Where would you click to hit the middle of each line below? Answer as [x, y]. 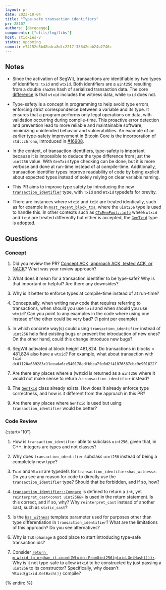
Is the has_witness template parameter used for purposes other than [82, 517]
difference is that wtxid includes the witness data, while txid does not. [84, 94]
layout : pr [16, 10]
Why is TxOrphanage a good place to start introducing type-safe [77, 537]
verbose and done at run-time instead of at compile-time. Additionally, [84, 167]
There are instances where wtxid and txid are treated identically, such [84, 202]
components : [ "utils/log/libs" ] [38, 33]
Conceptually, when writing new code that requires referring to [77, 303]
